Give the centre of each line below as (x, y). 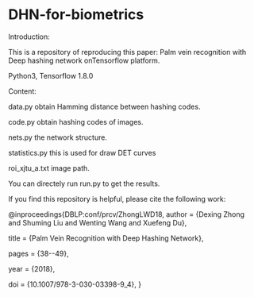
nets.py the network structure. (58, 137)
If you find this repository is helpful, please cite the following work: (117, 199)
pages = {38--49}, (38, 253)
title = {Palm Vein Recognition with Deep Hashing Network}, (106, 238)
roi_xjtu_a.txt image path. (49, 168)
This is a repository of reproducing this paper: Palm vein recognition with (127, 52)
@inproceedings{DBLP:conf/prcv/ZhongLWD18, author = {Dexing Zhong (126, 214)
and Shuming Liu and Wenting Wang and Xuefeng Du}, (98, 222)
